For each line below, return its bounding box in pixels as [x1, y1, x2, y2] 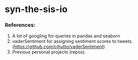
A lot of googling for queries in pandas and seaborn [12, 33, 120, 39]
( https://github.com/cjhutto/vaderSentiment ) [12, 44, 105, 50]
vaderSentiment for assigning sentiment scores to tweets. [12, 38, 133, 44]
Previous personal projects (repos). [12, 49, 86, 55]
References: [5, 22, 36, 29]
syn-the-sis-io [5, 4, 68, 15]
